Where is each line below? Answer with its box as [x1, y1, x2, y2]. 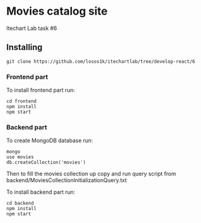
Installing [6, 42, 43, 53]
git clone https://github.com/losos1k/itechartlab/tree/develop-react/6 [6, 58, 196, 65]
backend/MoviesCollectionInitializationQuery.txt [6, 177, 127, 184]
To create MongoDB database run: [6, 137, 93, 144]
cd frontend [6, 98, 37, 104]
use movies [6, 154, 34, 160]
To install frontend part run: [6, 87, 75, 94]
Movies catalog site [6, 4, 108, 18]
